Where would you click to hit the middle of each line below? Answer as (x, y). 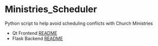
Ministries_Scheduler (51, 9)
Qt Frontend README (35, 33)
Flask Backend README (37, 38)
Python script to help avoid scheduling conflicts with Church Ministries (79, 23)
